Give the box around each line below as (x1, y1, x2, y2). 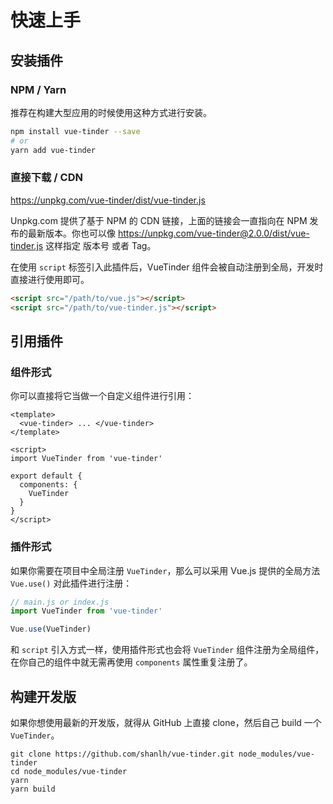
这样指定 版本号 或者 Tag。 (45, 239, 157, 251)
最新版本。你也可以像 (27, 227, 116, 239)
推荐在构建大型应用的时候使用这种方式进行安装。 (10, 106, 212, 118)
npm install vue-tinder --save (10, 126, 141, 136)
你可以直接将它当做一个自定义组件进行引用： (10, 390, 195, 402)
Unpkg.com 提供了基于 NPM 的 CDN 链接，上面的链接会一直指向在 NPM (10, 214, 308, 226)
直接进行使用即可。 (10, 273, 90, 285)
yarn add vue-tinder (10, 145, 97, 155)
